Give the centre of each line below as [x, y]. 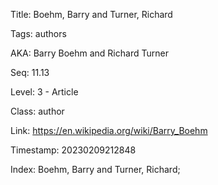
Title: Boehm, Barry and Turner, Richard [91, 14]
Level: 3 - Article [44, 92]
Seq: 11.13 [30, 72]
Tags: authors [38, 33]
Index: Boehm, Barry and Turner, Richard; [95, 169]
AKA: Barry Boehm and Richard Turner [89, 53]
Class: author [37, 111]
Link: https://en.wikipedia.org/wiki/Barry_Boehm [109, 130]
